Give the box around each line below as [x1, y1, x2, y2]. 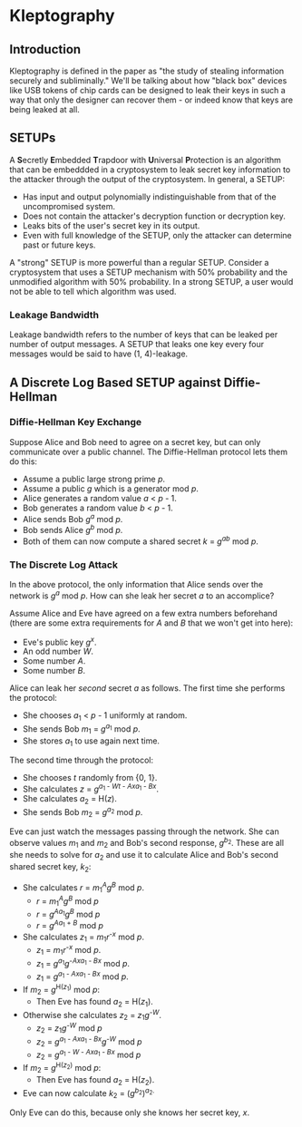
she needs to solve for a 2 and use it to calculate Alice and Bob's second [9, 849, 278, 862]
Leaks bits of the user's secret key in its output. [22, 219, 200, 231]
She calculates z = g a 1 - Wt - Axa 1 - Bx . [22, 782, 159, 794]
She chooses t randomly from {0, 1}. [22, 772, 158, 783]
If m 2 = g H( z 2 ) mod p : [22, 1061, 102, 1075]
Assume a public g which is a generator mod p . [22, 482, 200, 494]
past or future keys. [22, 239, 96, 250]
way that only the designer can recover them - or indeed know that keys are [9, 94, 293, 105]
